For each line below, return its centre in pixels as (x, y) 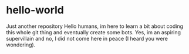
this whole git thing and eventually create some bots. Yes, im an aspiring (93, 32)
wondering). (21, 45)
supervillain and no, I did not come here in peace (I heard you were (87, 38)
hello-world (35, 10)
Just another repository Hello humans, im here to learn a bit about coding (95, 26)
